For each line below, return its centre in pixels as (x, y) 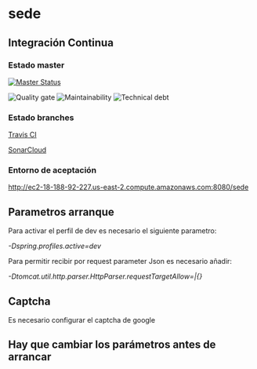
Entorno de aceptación (52, 170)
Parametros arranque (62, 212)
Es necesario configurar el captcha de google (81, 320)
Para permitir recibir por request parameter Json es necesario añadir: (120, 261)
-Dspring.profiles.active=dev (55, 246)
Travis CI (22, 135)
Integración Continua (61, 43)
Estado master (36, 65)
